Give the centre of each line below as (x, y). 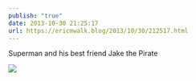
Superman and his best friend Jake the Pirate (83, 54)
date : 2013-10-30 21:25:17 (53, 23)
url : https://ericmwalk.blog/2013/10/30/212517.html (98, 30)
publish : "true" (35, 16)
